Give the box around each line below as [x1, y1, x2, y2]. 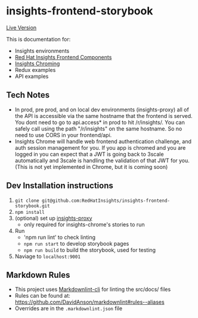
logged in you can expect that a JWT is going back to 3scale [14, 150, 164, 158]
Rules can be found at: [14, 292, 70, 299]
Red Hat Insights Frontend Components [14, 53, 112, 60]
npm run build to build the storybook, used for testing [23, 246, 156, 253]
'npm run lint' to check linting [23, 234, 96, 241]
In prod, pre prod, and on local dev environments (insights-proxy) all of [14, 106, 189, 113]
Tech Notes [6, 90, 49, 100]
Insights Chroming [14, 60, 60, 67]
